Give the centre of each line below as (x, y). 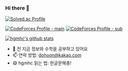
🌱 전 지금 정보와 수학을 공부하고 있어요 (50, 49)
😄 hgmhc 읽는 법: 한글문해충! (42, 63)
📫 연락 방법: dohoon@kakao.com (47, 55)
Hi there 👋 (18, 8)
